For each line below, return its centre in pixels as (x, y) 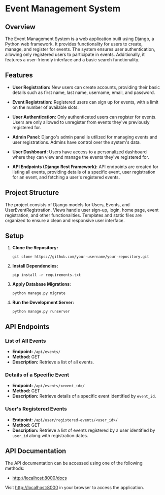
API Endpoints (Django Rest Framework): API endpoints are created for (85, 167)
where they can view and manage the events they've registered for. (81, 157)
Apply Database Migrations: (42, 284)
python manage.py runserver (41, 312)
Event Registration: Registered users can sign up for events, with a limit (85, 102)
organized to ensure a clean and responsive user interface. (65, 220)
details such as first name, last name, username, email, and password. (83, 92)
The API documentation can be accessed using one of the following (74, 463)
